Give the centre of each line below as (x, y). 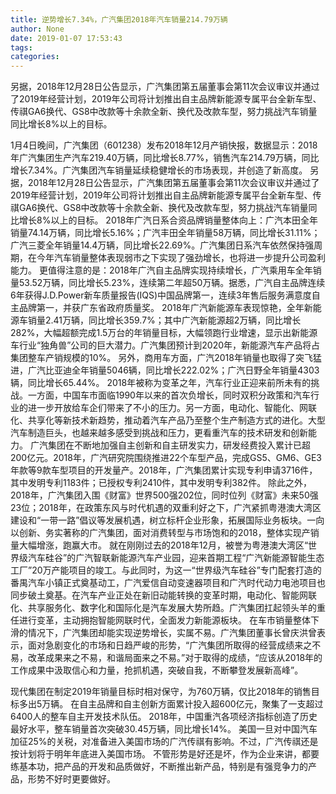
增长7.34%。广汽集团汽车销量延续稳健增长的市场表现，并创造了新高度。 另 (165, 170)
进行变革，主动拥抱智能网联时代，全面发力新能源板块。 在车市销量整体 (164, 620)
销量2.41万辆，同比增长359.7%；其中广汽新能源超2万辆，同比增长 (164, 320)
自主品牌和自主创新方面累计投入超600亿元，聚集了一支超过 (201, 704)
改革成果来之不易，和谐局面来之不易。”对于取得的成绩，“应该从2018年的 (175, 658)
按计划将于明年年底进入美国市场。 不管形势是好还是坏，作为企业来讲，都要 (165, 754)
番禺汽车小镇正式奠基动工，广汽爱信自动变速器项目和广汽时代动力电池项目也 (168, 583)
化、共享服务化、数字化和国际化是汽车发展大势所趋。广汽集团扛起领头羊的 (163, 608)
